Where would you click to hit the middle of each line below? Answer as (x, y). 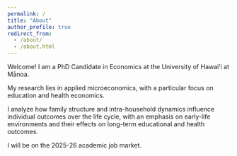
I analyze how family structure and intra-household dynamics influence (111, 109)
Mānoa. (18, 74)
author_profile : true (39, 27)
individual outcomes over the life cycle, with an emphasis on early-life (109, 116)
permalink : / (27, 14)
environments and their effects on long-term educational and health (106, 124)
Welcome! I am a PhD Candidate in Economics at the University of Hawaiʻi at (118, 67)
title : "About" (30, 20)
